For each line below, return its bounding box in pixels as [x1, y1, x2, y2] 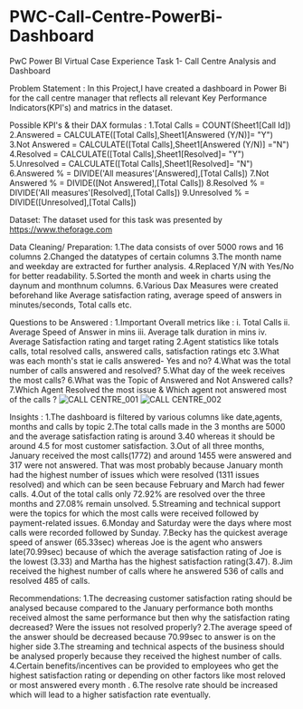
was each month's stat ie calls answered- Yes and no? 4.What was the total [9, 355, 291, 366]
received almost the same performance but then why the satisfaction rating [9, 612, 290, 623]
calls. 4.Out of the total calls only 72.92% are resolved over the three [9, 488, 266, 500]
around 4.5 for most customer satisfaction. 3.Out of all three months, [9, 440, 265, 451]
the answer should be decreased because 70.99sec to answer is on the [9, 631, 276, 642]
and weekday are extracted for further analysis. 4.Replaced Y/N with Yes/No [9, 260, 294, 271]
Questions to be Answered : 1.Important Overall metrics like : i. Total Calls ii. [9, 316, 291, 327]
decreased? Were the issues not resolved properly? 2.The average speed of [9, 621, 293, 632]
